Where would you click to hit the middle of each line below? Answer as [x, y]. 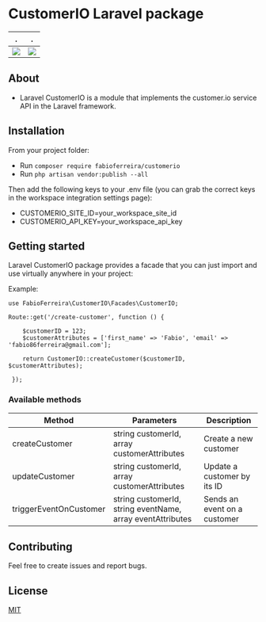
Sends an [221, 498]
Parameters [154, 420]
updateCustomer [44, 476]
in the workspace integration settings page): [80, 197]
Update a [220, 466]
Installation [36, 131]
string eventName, [148, 509]
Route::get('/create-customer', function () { [86, 318]
